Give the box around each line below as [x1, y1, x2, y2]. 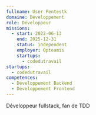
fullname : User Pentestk [6, 8, 67, 15]
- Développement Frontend [11, 86, 75, 92]
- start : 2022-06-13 [11, 31, 62, 37]
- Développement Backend [11, 81, 72, 87]
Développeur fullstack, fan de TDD [6, 102, 90, 109]
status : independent [16, 42, 67, 48]
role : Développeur [6, 20, 51, 25]
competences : [6, 75, 38, 81]
